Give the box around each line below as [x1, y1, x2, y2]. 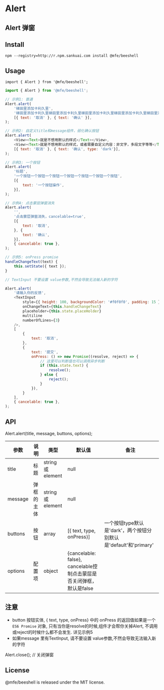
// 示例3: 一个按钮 [5, 160, 41, 165]
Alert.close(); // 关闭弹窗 [5, 651, 54, 657]
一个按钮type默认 [104, 520, 144, 526]
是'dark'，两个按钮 [104, 527, 147, 534]
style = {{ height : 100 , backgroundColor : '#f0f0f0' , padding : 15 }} [22, 300, 163, 305]
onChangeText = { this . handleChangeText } [22, 304, 102, 309]
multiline [22, 313, 42, 318]
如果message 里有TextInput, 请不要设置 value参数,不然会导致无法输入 [12, 635, 152, 641]
